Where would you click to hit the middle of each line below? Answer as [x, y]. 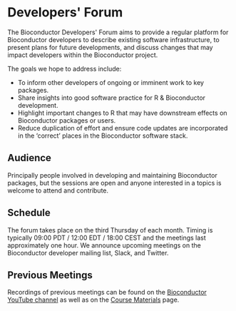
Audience [30, 158]
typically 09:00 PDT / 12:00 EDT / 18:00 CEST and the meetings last [107, 238]
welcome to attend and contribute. [58, 190]
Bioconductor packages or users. [67, 120]
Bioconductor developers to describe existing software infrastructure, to [113, 39]
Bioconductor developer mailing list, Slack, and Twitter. [88, 253]
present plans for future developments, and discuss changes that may [110, 47]
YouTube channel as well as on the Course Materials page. [93, 300]
